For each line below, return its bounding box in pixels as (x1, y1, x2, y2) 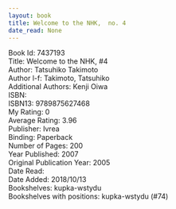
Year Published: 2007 (8, 149, 79, 159)
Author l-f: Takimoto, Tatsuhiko (8, 73, 110, 83)
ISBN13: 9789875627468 (8, 99, 90, 108)
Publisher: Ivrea (8, 124, 60, 134)
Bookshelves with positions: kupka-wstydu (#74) (8, 192, 169, 201)
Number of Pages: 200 (8, 141, 84, 151)
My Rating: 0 (8, 107, 50, 117)
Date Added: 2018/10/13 (8, 175, 87, 184)
